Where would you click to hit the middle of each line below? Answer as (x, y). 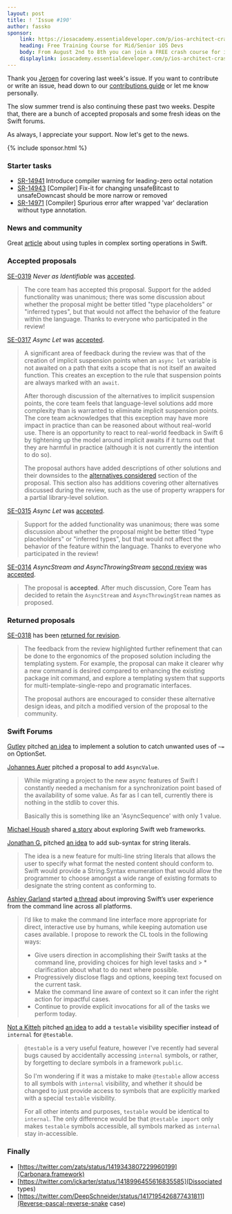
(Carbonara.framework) (51, 1174)
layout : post (26, 13)
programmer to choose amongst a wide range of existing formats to (120, 878)
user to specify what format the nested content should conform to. (119, 863)
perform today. (56, 1014)
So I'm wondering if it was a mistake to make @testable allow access (122, 1076)
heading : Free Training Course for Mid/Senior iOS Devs (102, 46)
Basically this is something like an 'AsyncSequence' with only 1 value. (123, 816)
